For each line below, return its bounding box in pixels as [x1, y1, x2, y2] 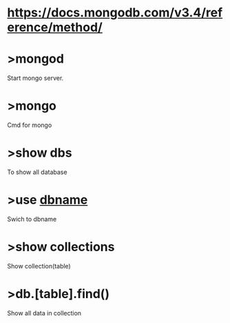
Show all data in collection [7, 309, 81, 317]
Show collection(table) [7, 262, 71, 270]
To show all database [7, 168, 67, 176]
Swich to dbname [7, 215, 57, 223]
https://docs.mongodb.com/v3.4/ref [7, 5, 223, 21]
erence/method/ [7, 19, 103, 35]
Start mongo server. [7, 74, 64, 82]
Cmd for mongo [7, 121, 52, 129]
